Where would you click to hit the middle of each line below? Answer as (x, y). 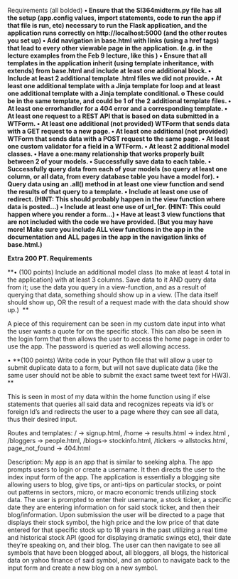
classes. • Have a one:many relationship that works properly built (106, 154)
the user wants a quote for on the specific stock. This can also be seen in (115, 331)
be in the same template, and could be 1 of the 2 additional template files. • (119, 101)
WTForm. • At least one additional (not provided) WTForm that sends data (119, 123)
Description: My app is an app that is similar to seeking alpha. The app (110, 462)
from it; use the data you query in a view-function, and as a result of (107, 287)
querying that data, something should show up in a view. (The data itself (113, 295)
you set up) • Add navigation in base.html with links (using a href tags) (113, 41)
